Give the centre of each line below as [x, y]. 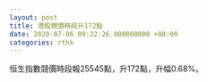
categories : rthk [42, 42]
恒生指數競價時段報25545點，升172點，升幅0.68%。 [106, 69]
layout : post [34, 17]
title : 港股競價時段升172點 [56, 26]
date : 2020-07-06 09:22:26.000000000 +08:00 [94, 34]
